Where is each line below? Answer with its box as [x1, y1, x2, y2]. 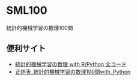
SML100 [6, 4, 47, 17]
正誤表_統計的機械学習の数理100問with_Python [14, 68, 131, 75]
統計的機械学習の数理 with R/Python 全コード [14, 61, 127, 68]
